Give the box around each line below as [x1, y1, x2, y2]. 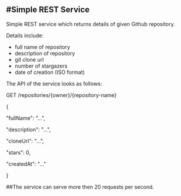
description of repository [14, 50, 75, 57]
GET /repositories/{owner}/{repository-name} [6, 91, 117, 98]
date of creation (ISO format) [14, 68, 85, 76]
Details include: [6, 32, 44, 39]
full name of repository [14, 43, 71, 50]
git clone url [14, 56, 44, 63]
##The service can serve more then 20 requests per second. [6, 183, 154, 190]
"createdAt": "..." [6, 160, 46, 168]
